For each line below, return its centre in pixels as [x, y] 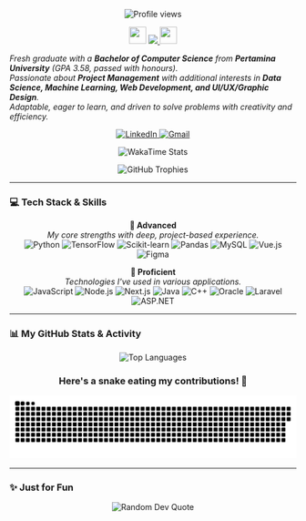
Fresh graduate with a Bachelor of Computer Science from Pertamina [143, 58]
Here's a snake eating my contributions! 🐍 [153, 381]
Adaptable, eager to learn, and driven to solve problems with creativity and [151, 107]
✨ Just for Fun [42, 487]
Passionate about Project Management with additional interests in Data [146, 78]
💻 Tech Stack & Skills [58, 202]
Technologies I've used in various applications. [153, 281]
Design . [24, 97]
